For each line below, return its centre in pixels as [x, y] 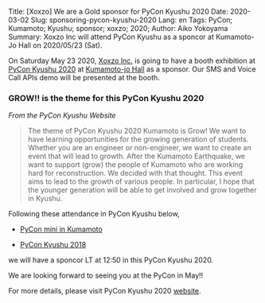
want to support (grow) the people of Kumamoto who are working [135, 165]
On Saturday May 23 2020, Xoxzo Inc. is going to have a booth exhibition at [132, 60]
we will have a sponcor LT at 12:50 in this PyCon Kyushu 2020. [111, 260]
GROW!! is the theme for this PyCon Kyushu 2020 [106, 98]
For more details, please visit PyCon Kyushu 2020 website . [105, 291]
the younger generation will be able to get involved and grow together [142, 190]
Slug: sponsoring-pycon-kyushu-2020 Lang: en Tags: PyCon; [132, 20]
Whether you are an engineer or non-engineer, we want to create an [140, 148]
